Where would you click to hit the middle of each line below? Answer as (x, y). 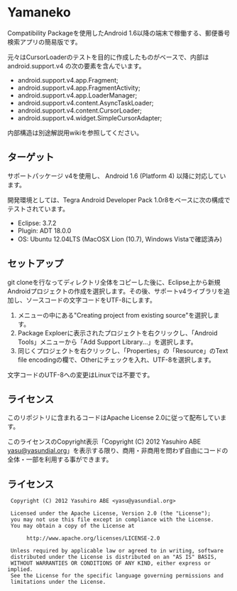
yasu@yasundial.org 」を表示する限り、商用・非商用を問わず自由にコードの (118, 451)
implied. (20, 570)
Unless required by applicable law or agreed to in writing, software (117, 551)
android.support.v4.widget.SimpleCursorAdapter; (90, 117)
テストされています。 (38, 209)
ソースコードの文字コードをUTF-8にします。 (91, 300)
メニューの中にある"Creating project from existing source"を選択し (116, 315)
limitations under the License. (58, 582)
